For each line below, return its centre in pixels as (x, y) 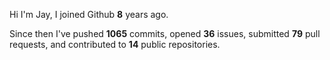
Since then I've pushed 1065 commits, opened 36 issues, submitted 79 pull (165, 33)
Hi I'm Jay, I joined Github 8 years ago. (89, 14)
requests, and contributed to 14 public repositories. (115, 44)
